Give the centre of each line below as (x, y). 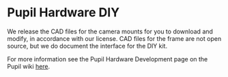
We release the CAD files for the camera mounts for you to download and (110, 31)
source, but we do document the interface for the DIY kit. (87, 46)
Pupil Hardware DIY (63, 13)
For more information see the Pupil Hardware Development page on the (108, 59)
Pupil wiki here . (29, 66)
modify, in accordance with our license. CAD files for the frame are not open (114, 38)
